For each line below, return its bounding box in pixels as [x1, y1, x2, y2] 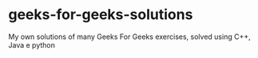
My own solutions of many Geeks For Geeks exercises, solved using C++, [8, 32, 251, 41]
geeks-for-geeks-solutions [8, 6, 193, 24]
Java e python [8, 40, 56, 49]
